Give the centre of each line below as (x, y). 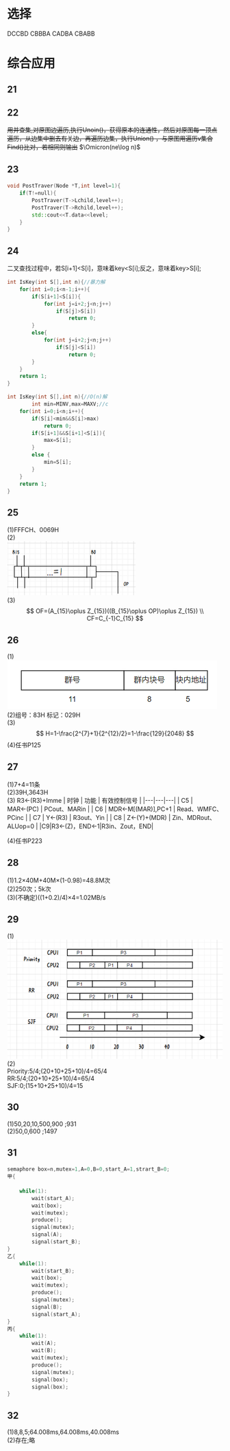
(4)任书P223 (25, 841)
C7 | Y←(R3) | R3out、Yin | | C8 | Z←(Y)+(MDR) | (102, 817)
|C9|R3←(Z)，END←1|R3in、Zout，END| (97, 826)
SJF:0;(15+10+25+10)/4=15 (45, 1085)
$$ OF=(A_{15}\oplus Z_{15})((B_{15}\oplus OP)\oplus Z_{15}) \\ (115, 611)
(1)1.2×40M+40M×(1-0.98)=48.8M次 (59, 880)
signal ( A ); (47, 1234)
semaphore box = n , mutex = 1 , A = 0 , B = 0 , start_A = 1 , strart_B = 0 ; (88, 1169)
